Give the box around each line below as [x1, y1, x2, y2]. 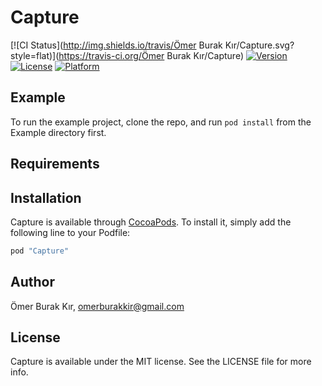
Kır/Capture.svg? [224, 39, 295, 51]
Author [10, 274, 55, 291]
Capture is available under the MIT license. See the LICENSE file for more [10, 356, 312, 368]
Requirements [10, 156, 100, 173]
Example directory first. [10, 126, 107, 138]
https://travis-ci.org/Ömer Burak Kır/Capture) [58, 49, 244, 61]
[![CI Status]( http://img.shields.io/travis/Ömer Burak [10, 39, 223, 51]
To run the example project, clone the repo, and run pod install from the [10, 116, 312, 128]
